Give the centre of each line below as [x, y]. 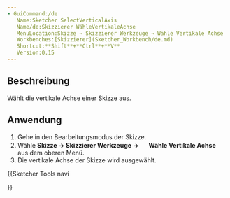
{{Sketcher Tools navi [38, 174]
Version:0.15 [35, 53]
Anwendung [35, 120]
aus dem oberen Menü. [51, 153]
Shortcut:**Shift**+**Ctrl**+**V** [68, 46]
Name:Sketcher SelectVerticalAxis [67, 20]
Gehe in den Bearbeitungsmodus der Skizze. [82, 136]
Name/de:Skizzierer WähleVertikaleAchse [76, 27]
